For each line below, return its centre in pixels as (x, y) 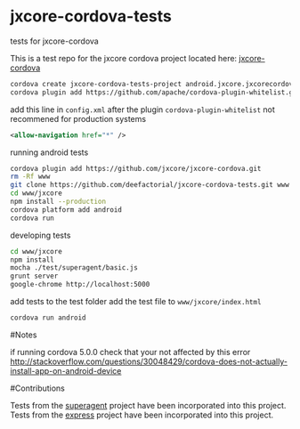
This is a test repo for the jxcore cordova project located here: (124, 58)
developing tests (41, 235)
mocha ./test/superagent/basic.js (74, 268)
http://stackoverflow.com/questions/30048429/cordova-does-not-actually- (149, 361)
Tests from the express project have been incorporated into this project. (142, 415)
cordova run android (49, 318)
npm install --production (58, 202)
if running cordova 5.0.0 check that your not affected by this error (130, 352)
